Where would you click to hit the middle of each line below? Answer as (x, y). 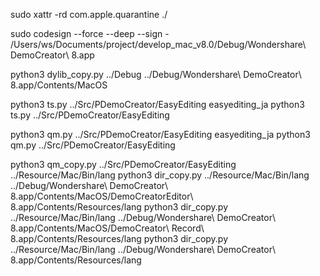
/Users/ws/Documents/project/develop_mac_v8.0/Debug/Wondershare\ (158, 44)
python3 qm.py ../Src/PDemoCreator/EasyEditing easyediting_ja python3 (160, 134)
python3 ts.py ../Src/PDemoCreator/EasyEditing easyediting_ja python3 (157, 104)
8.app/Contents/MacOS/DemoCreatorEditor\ (102, 196)
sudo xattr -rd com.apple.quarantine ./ (89, 14)
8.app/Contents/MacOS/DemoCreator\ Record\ (107, 228)
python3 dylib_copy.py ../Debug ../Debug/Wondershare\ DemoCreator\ (156, 74)
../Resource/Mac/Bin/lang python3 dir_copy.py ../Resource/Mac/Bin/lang (160, 175)
